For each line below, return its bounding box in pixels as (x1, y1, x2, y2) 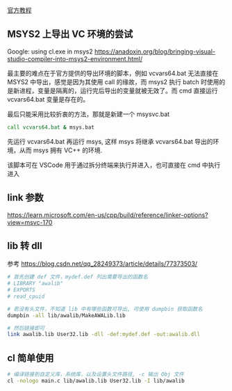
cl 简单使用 (7, 352, 54, 364)
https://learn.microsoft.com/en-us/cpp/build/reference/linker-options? (7, 211, 208, 219)
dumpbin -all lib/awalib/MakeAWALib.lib (7, 312, 126, 319)
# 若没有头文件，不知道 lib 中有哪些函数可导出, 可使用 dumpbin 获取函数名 (7, 305, 203, 312)
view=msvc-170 (7, 218, 53, 226)
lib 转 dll (7, 239, 43, 252)
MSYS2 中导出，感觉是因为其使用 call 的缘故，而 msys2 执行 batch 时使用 (7, 77, 219, 86)
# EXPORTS (7, 287, 36, 294)
